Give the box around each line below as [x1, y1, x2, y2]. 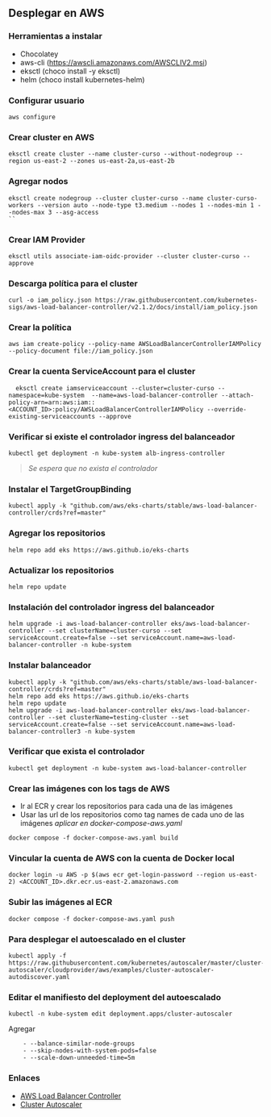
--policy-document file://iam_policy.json [8, 347, 153, 356]
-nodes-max [8, 208, 45, 216]
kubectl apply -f [8, 952, 67, 961]
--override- [206, 405, 248, 414]
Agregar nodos [8, 176, 69, 187]
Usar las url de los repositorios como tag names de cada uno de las [19, 810, 244, 819]
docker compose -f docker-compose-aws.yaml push [8, 915, 175, 923]
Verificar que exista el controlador [8, 746, 145, 757]
